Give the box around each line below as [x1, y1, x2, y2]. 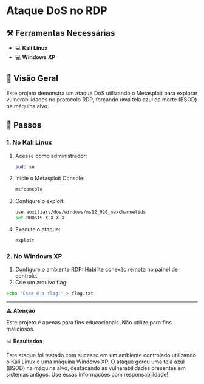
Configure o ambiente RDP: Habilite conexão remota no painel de [15, 266, 178, 273]
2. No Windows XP [6, 252, 63, 260]
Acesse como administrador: [15, 152, 87, 159]
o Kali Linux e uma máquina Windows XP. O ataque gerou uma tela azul [6, 358, 185, 365]
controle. [15, 272, 38, 279]
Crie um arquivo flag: [15, 279, 68, 286]
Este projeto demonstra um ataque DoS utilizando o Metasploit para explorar [6, 89, 198, 97]
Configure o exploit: [15, 197, 65, 205]
